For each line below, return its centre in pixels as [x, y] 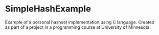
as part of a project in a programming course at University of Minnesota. [78, 27]
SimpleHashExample [48, 9]
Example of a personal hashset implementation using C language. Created [80, 22]
